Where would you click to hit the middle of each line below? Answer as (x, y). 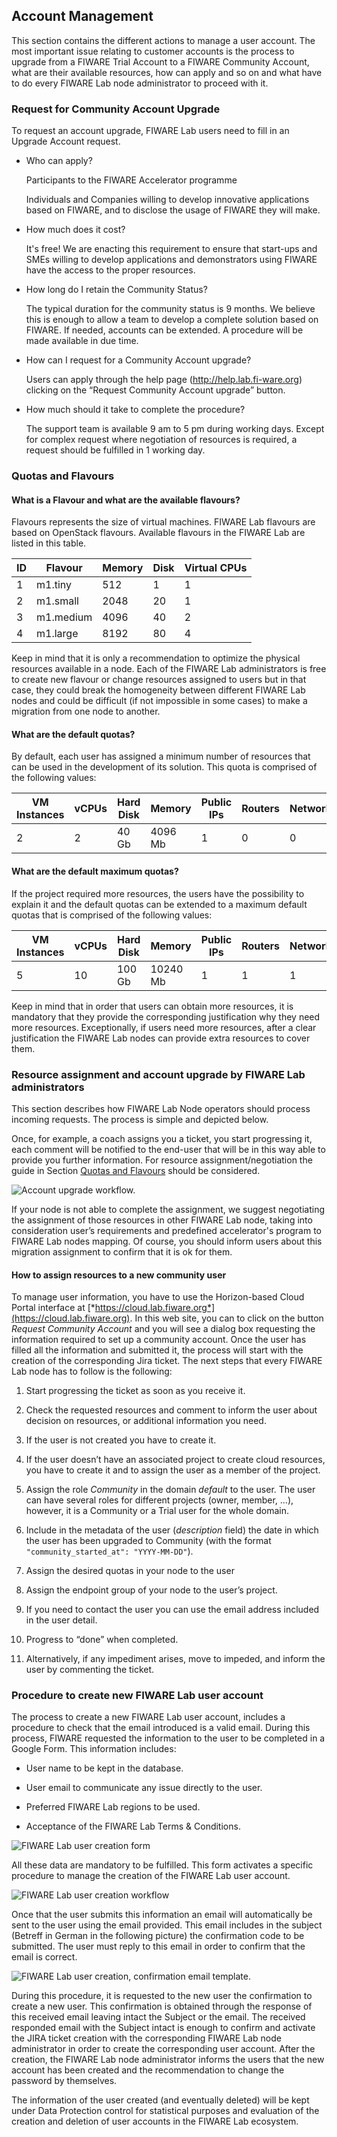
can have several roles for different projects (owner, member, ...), (159, 1500)
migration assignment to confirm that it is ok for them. (122, 1251)
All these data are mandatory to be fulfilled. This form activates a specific (162, 1865)
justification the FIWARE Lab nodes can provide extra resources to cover (161, 1038)
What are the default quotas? (73, 734)
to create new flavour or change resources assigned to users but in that (159, 680)
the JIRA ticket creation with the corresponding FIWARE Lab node (146, 2038)
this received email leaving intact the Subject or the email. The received (158, 2017)
